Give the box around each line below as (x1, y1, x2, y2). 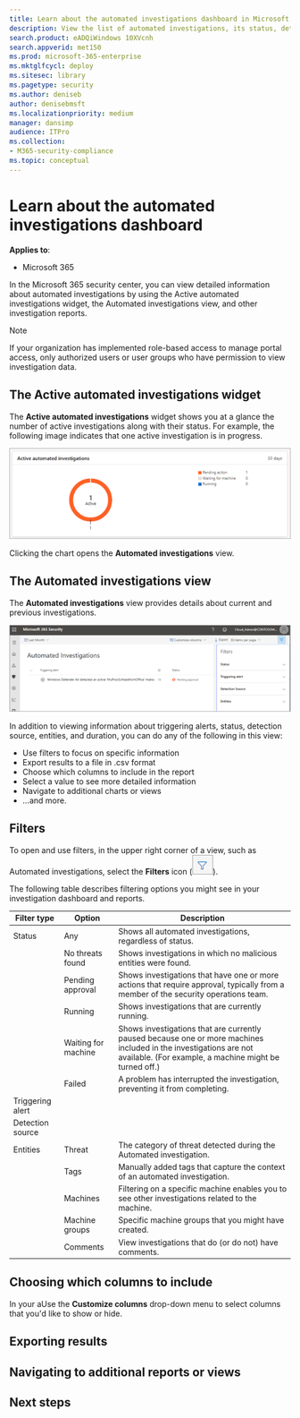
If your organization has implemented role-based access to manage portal (9, 342, 282, 353)
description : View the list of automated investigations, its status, (9, 23, 278, 33)
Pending (63, 974, 95, 985)
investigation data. (9, 361, 78, 372)
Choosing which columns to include (9, 1275, 213, 1290)
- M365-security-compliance (9, 147, 114, 156)
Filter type (14, 913, 55, 924)
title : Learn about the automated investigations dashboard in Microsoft (9, 14, 290, 23)
